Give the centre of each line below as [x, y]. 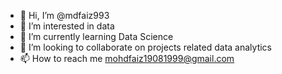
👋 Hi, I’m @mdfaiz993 [64, 15]
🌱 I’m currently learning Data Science [96, 36]
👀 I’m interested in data [67, 26]
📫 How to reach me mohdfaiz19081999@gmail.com [127, 58]
